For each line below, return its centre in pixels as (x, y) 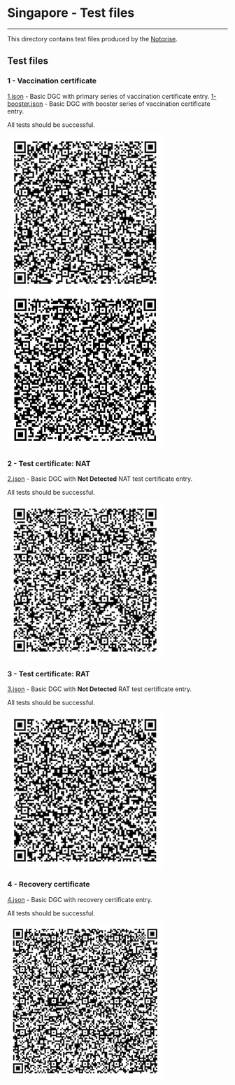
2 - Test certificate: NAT (49, 463)
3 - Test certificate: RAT (49, 674)
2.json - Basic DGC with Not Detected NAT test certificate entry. (100, 479)
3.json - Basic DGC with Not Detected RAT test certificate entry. (100, 689)
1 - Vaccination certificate (52, 81)
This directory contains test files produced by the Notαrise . (93, 39)
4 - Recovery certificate (49, 885)
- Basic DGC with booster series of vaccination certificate (128, 104)
